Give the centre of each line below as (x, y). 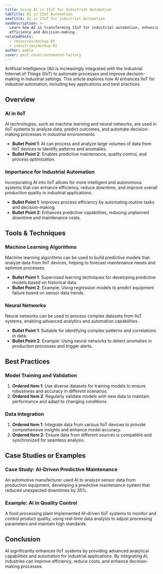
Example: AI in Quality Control (41, 503)
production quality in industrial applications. (49, 193)
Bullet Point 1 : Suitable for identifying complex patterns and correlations (84, 331)
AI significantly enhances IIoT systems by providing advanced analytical (77, 551)
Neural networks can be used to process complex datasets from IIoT (73, 316)
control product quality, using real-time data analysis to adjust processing (79, 518)
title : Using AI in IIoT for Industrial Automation (58, 9)
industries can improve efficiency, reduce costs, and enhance (67, 561)
